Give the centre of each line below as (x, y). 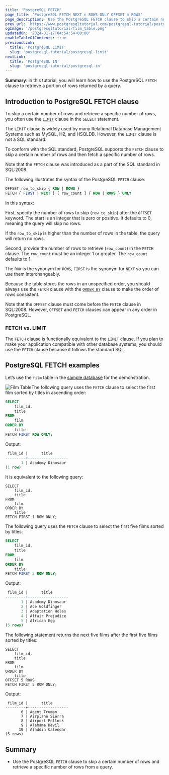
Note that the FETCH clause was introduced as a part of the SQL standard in (82, 164)
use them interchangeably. (33, 274)
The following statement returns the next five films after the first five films (81, 635)
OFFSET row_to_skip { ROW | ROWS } (43, 188)
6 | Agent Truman (39, 712)
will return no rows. (25, 238)
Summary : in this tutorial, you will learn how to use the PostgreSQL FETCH (81, 81)
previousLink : (20, 43)
